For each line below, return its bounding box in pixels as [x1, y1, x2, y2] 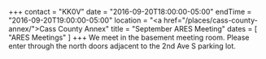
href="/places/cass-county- [164, 15, 258, 25]
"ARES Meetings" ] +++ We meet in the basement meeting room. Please [8, 32, 250, 42]
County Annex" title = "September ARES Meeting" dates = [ [58, 24, 258, 33]
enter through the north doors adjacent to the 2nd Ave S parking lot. [8, 41, 236, 51]
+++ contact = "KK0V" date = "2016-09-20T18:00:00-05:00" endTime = [8, 7, 252, 16]
